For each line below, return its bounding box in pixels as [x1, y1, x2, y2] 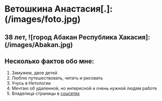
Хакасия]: [118, 33, 150, 41]
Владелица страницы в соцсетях [11, 91, 80, 97]
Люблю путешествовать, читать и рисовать [11, 75, 103, 81]
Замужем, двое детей [11, 70, 57, 76]
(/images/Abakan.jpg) [4, 40, 73, 49]
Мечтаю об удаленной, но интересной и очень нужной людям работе [11, 85, 157, 91]
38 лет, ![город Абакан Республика [4, 33, 117, 41]
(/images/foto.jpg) [4, 14, 81, 25]
